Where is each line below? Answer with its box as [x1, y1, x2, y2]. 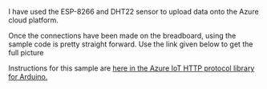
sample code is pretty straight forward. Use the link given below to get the [8, 39, 253, 49]
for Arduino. [8, 72, 48, 81]
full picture [8, 48, 44, 57]
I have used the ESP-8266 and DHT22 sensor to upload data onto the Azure [8, 7, 259, 16]
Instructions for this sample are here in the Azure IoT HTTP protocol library [8, 63, 255, 73]
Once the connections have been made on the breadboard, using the [8, 31, 237, 40]
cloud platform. [8, 15, 59, 25]
